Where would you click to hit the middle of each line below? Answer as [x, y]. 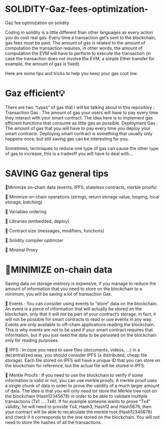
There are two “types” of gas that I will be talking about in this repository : [80, 107]
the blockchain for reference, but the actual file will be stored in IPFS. [75, 365]
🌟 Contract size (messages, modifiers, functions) [55, 231]
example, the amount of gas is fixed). [43, 64]
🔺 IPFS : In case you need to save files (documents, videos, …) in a [73, 350]
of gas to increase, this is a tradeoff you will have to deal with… [69, 154]
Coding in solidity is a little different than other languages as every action [79, 32]
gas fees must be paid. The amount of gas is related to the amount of [75, 42]
